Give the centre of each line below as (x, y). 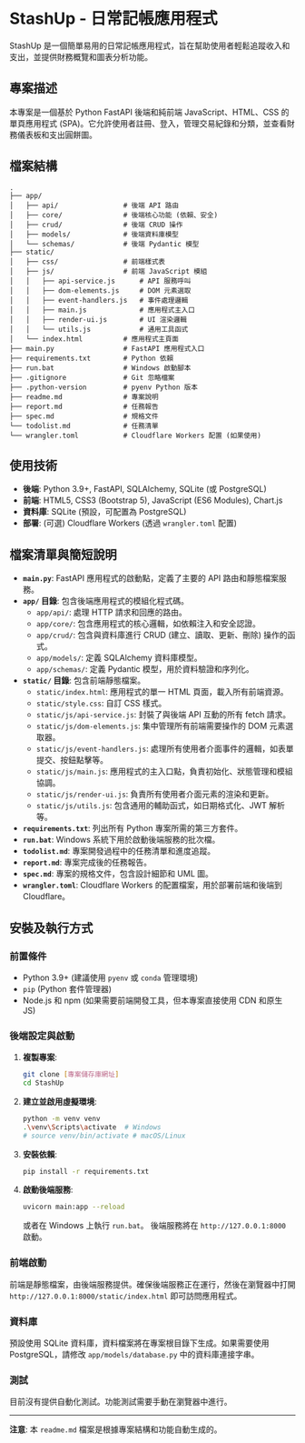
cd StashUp (43, 1083)
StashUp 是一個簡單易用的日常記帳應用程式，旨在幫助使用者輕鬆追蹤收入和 (150, 45)
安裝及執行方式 (51, 928)
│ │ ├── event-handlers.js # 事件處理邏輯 (99, 300)
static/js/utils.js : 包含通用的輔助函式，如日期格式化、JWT (152, 806)
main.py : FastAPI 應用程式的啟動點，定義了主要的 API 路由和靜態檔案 (151, 578)
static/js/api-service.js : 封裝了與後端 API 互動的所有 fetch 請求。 (163, 715)
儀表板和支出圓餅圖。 (57, 135)
